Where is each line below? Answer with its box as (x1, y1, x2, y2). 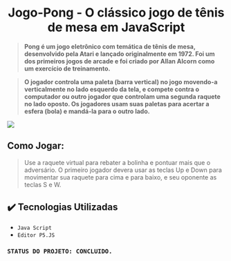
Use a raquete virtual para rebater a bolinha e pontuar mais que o (24, 158, 211, 166)
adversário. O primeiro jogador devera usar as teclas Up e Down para (24, 166, 223, 174)
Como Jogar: (7, 140, 64, 152)
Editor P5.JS (17, 231, 55, 239)
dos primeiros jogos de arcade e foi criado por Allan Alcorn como (24, 57, 215, 65)
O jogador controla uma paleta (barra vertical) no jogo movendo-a (24, 77, 218, 86)
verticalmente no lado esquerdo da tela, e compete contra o (24, 85, 199, 93)
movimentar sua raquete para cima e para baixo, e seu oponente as (24, 173, 217, 181)
